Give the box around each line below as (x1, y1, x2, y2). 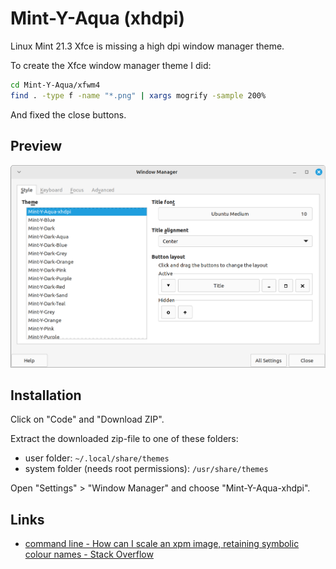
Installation (10, 387, 82, 404)
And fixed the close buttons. (10, 108, 127, 121)
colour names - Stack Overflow (24, 548, 154, 561)
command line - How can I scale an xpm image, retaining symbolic (24, 538, 300, 550)
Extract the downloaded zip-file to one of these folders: (10, 433, 239, 445)
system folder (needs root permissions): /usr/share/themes (24, 463, 269, 475)
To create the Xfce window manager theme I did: (10, 59, 212, 71)
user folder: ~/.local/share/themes (24, 452, 170, 464)
